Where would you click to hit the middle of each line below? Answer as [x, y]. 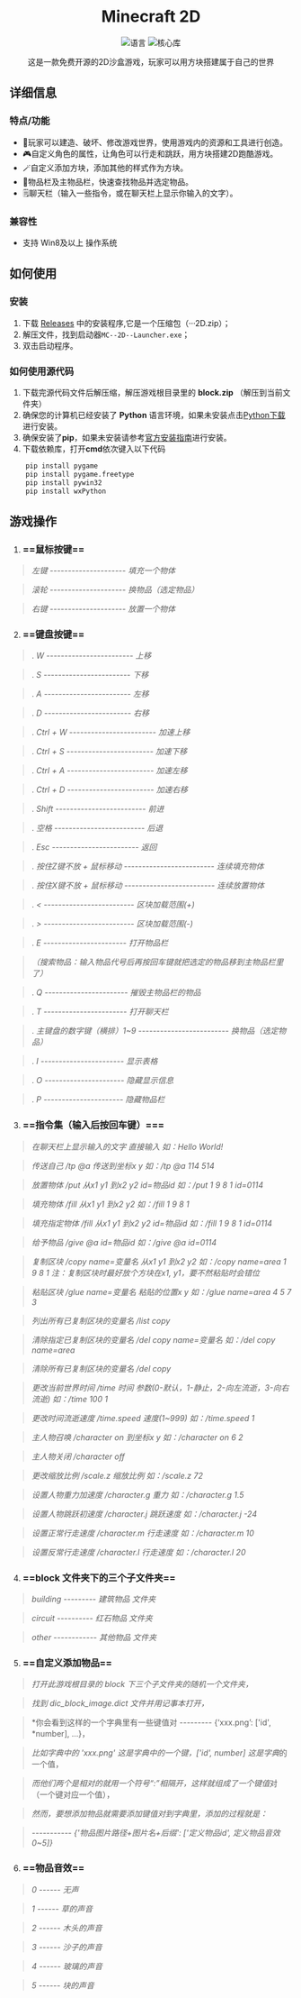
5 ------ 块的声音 [62, 1985]
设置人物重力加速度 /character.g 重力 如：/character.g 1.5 [137, 1494]
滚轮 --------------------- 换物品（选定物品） [115, 590]
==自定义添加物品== [67, 1663]
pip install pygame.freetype [80, 474]
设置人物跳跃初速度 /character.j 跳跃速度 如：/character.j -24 [144, 1514]
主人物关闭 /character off [78, 1456]
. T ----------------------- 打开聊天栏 [100, 1012]
